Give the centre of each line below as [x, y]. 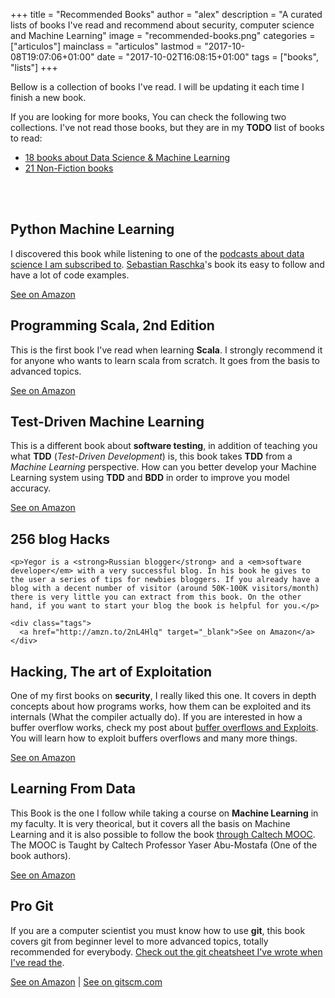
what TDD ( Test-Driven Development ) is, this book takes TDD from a [151, 456]
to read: [26, 138]
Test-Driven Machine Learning [107, 422]
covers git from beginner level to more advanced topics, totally [139, 941]
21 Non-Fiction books [69, 168]
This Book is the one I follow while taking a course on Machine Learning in [164, 813]
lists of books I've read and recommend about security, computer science [162, 25]
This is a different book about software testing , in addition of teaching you [164, 446]
